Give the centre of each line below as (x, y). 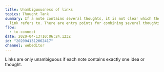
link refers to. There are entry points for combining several (75, 23)
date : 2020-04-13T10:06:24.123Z (38, 37)
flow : (10, 28)
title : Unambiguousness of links (39, 9)
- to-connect (23, 32)
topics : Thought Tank (27, 14)
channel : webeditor (25, 45)
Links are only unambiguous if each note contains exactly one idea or (75, 59)
